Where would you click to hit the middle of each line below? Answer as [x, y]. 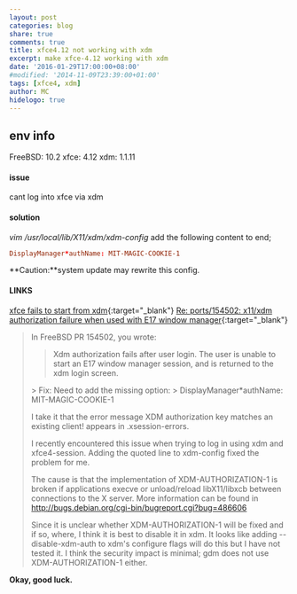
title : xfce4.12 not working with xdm [81, 51]
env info [32, 135]
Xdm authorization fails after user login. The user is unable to [164, 354]
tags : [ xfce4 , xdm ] [45, 83]
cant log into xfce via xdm [56, 197]
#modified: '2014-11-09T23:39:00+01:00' [85, 75]
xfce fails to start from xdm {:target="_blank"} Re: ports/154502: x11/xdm [141, 310]
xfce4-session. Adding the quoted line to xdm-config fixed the [145, 452]
